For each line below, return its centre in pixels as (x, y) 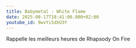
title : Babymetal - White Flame (46, 11)
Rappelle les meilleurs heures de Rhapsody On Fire (68, 39)
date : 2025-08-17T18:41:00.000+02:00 (53, 17)
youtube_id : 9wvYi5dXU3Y (37, 22)
